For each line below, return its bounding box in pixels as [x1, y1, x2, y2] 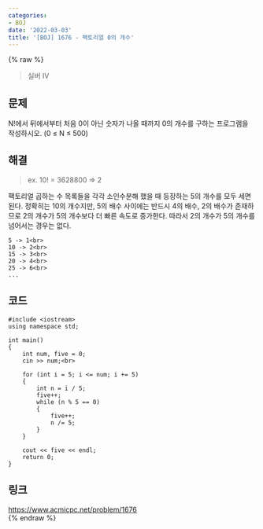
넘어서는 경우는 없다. [8, 221, 72, 230]
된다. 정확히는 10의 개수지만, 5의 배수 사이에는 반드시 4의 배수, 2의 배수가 [8, 201, 234, 211]
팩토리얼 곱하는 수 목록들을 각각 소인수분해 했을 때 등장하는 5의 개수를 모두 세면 [8, 191, 252, 200]
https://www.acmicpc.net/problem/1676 [8, 505, 138, 514]
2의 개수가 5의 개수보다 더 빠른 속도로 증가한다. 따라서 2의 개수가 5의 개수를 [22, 211, 256, 220]
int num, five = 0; [22, 350, 87, 358]
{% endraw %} [8, 512, 57, 523]
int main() [8, 336, 44, 344]
